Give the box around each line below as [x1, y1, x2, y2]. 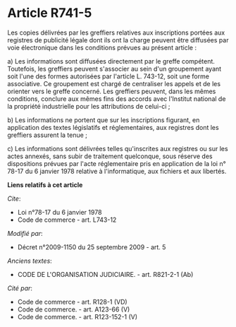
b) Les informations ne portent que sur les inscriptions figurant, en [7, 115, 200, 124]
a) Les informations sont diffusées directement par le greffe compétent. [7, 57, 215, 65]
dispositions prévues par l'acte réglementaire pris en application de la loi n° [7, 159, 227, 167]
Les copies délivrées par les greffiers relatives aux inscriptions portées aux [7, 28, 225, 37]
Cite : [7, 194, 21, 203]
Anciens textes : [7, 256, 53, 265]
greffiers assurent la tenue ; [7, 131, 88, 139]
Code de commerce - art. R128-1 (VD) [17, 297, 128, 306]
